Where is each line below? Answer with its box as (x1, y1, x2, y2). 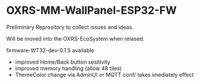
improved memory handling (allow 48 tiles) (15, 64, 122, 72)
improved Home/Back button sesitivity (15, 58, 111, 65)
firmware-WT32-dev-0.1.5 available (6, 46, 95, 54)
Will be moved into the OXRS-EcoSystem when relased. (6, 35, 145, 42)
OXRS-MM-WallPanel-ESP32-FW (6, 4, 177, 17)
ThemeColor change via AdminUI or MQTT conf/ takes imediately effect (15, 71, 194, 78)
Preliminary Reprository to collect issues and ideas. (6, 23, 134, 31)
